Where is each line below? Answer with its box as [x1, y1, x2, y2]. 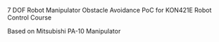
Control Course [7, 13, 51, 22]
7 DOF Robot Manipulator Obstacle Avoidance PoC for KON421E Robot [7, 6, 212, 14]
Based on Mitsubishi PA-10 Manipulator [7, 27, 121, 35]
